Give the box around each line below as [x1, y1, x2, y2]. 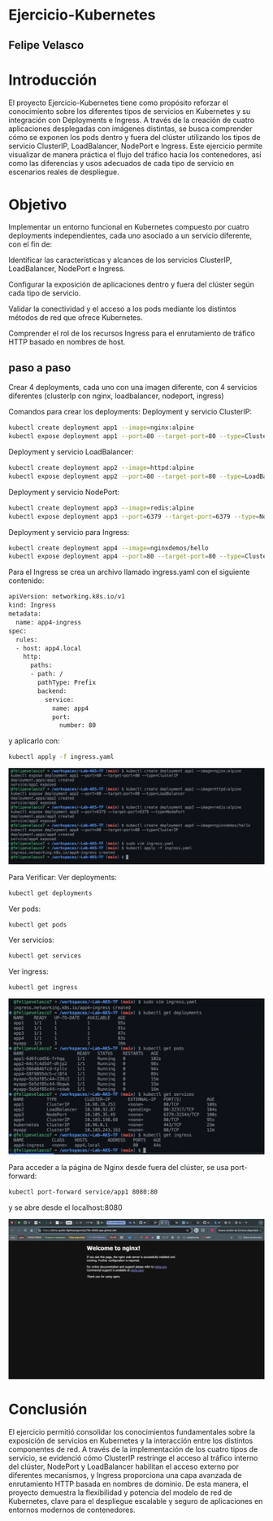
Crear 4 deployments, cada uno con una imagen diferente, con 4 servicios [8, 383, 258, 392]
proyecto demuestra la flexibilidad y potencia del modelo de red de [8, 1488, 233, 1497]
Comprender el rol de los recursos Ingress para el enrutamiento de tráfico [8, 328, 256, 339]
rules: [15, 635, 38, 644]
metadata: [8, 610, 42, 618]
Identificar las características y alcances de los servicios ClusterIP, [8, 255, 232, 265]
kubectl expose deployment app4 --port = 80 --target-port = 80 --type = [8, 552, 245, 561]
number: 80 [59, 721, 96, 730]
